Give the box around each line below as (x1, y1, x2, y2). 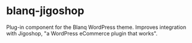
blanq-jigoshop (6, 4, 85, 18)
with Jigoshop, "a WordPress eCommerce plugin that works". (6, 29, 158, 37)
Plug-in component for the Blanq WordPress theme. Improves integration (6, 24, 187, 31)
